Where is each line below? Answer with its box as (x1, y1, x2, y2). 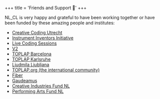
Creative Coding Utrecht (12, 30, 63, 35)
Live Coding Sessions (12, 40, 57, 46)
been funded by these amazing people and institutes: (5, 20, 115, 26)
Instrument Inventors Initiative (12, 35, 74, 41)
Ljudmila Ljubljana (12, 62, 50, 67)
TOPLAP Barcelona (12, 51, 52, 57)
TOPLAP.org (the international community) (12, 67, 100, 73)
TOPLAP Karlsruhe (12, 56, 51, 62)
